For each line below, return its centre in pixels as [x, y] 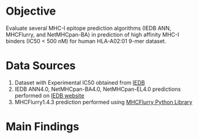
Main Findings [43, 127]
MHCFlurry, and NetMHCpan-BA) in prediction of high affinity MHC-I [92, 34]
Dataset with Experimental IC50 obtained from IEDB [80, 82]
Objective [31, 11]
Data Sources [41, 66]
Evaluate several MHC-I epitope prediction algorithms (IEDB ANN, [88, 28]
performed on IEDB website [49, 95]
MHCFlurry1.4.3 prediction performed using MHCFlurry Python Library [103, 102]
